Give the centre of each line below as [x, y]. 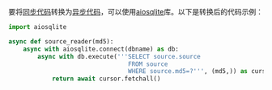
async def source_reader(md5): [61, 41]
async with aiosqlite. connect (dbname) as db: [101, 49]
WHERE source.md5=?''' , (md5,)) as [188, 72]
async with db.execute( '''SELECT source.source [119, 56]
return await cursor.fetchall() [106, 79]
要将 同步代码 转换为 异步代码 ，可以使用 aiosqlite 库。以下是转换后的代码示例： [136, 12]
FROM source [148, 64]
